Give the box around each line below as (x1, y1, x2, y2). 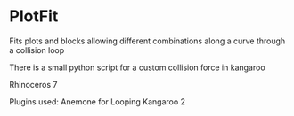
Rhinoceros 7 (9, 79, 58, 89)
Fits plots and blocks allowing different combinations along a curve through (9, 35, 286, 46)
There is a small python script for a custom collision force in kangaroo (9, 62, 265, 73)
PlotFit (9, 6, 59, 27)
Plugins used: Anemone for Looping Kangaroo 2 (9, 96, 185, 107)
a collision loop (9, 44, 65, 55)
